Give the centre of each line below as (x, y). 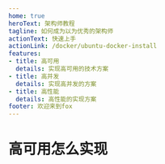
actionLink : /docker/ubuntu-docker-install (83, 46)
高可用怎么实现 (58, 149)
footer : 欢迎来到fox (40, 106)
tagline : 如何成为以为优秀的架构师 (61, 31)
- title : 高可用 (34, 62)
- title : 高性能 (34, 91)
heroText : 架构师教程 (42, 24)
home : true (27, 16)
